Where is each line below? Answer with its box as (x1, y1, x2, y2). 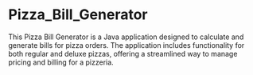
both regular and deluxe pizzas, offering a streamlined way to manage (8, 49, 238, 58)
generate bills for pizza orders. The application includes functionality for (8, 40, 245, 49)
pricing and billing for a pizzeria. (8, 57, 114, 67)
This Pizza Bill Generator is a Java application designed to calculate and (8, 32, 244, 41)
